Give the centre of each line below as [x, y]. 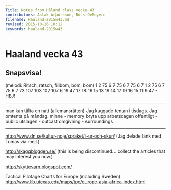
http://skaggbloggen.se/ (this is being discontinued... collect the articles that [85, 151]
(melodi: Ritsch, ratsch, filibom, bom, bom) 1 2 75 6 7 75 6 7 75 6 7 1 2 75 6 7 [85, 85]
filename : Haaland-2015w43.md [37, 19]
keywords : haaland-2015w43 [34, 29]
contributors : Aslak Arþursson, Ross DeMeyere [55, 15]
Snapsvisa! [23, 73]
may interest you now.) [29, 157]
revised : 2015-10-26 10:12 [34, 24]
